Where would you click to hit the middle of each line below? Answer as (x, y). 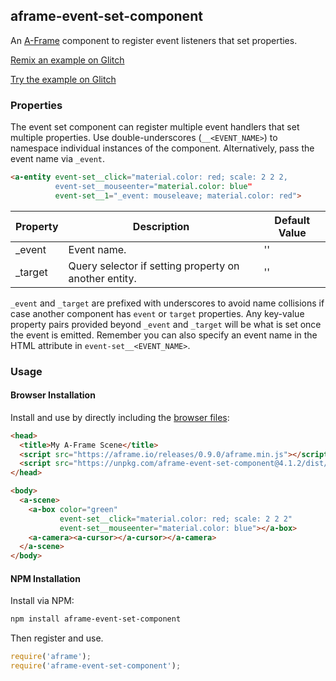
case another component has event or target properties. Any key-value (157, 313)
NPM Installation (45, 578)
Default (292, 220)
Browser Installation (53, 395)
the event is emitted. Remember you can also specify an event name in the (164, 335)
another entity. (102, 278)
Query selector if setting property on (154, 266)
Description (161, 226)
